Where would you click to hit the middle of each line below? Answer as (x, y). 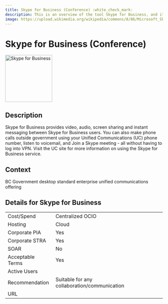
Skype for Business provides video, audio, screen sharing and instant (76, 127)
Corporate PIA (24, 232)
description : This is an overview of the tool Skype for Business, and (81, 15)
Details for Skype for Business (53, 203)
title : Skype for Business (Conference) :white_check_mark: (69, 10)
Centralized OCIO (76, 216)
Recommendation (28, 282)
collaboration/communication (90, 285)
